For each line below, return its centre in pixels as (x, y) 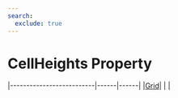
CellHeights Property (80, 64)
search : (21, 16)
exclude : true (38, 23)
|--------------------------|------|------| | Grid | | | (89, 86)
